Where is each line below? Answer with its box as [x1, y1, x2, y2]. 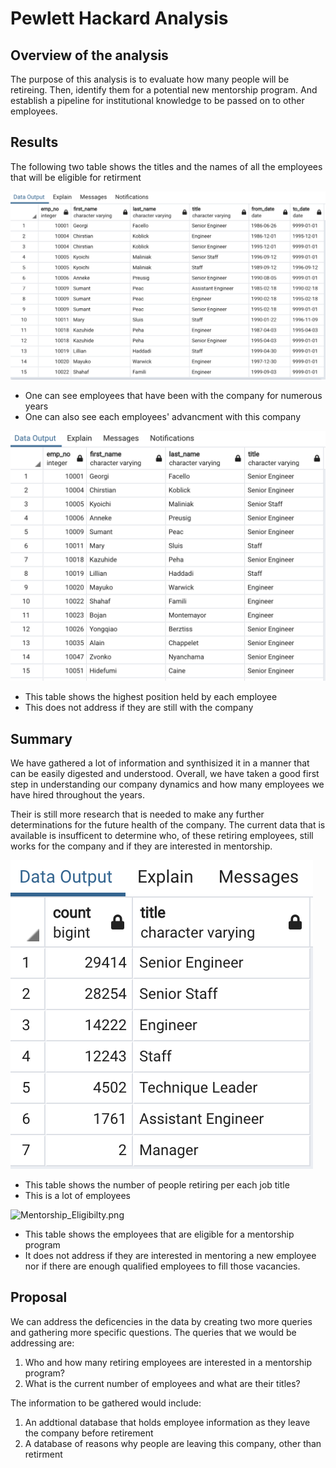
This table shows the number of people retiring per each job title [24, 1178, 290, 1191]
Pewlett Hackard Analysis [10, 7, 229, 30]
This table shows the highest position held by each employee [24, 691, 278, 703]
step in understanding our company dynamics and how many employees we [10, 778, 325, 790]
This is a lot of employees [24, 1189, 131, 1201]
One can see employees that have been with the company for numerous [24, 389, 323, 401]
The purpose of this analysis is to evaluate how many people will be [10, 73, 290, 85]
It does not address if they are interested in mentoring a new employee [24, 1249, 317, 1261]
